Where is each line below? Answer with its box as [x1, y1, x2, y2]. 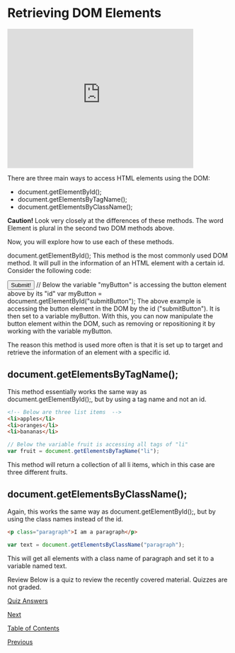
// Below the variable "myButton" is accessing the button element [36, 280, 227, 289]
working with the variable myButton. [7, 327, 113, 335]
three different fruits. [7, 468, 68, 476]
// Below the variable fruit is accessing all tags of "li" [7, 441, 189, 449]
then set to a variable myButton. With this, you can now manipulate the [7, 311, 214, 320]
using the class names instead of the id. [7, 514, 124, 523]
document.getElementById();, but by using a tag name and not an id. [7, 395, 207, 403]
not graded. [7, 582, 42, 591]
